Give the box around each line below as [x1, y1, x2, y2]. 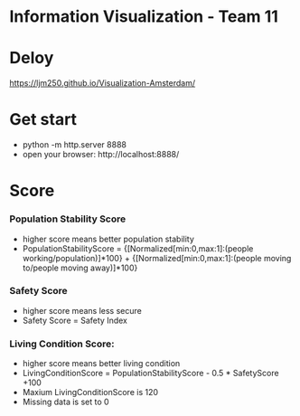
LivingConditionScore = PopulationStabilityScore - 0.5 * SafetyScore [22, 368, 279, 379]
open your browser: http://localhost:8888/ [22, 149, 180, 160]
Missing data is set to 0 [22, 396, 110, 408]
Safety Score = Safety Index [22, 315, 128, 326]
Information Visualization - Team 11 [9, 6, 278, 27]
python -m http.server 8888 [22, 139, 127, 150]
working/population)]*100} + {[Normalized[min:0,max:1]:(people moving [22, 252, 292, 263]
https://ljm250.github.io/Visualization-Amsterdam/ [9, 78, 196, 89]
